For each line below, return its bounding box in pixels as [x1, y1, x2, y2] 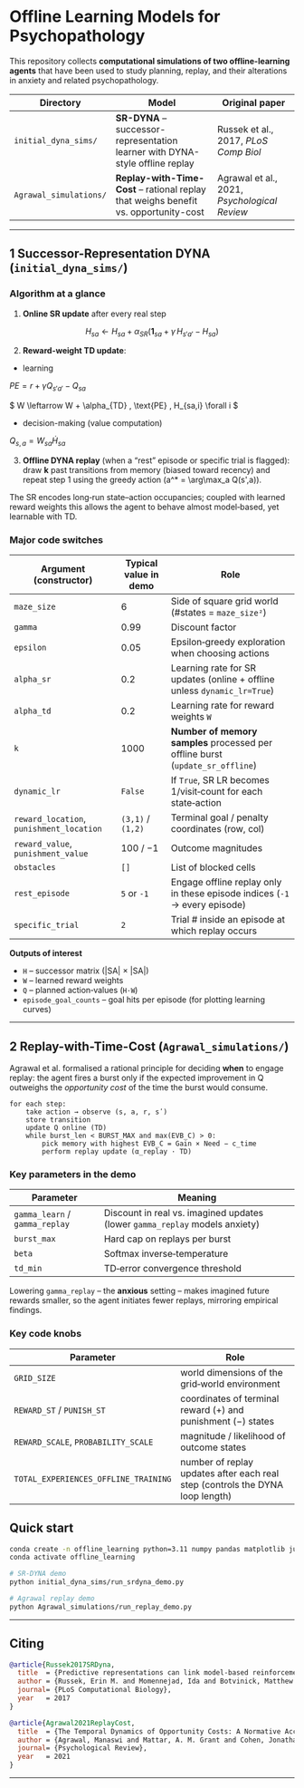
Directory [39, 96, 81, 109]
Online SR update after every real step [22, 308, 167, 319]
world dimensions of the [180, 1366, 283, 1378]
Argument [40, 563, 86, 575]
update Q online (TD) [25, 1124, 107, 1133]
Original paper [222, 96, 286, 109]
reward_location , [14, 813, 87, 826]
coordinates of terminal [180, 1392, 280, 1405]
